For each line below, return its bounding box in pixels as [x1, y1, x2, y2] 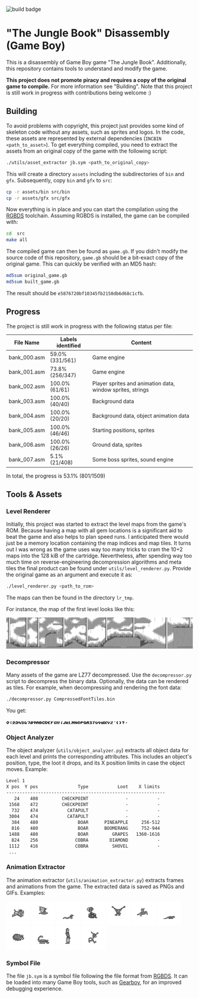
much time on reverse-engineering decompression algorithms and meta [6, 558, 182, 566]
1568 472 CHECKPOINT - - [8, 802, 161, 808]
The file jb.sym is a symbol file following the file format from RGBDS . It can [6, 972, 188, 980]
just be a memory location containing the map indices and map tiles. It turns [6, 539, 191, 547]
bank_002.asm [8, 383, 46, 390]
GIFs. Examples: [6, 889, 46, 896]
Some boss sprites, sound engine [92, 456, 174, 463]
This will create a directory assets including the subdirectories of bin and [6, 170, 185, 178]
